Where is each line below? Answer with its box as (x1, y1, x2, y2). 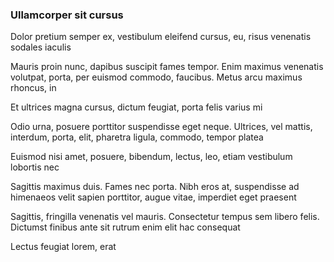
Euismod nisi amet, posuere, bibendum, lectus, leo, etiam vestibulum (10, 151, 293, 163)
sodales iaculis (10, 41, 72, 53)
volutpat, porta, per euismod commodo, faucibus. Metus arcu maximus (10, 71, 303, 83)
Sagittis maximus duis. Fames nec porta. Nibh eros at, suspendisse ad (10, 181, 300, 193)
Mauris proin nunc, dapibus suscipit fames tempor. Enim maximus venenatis (10, 61, 324, 73)
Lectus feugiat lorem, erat (10, 241, 117, 253)
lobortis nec (10, 161, 60, 173)
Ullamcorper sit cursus (10, 8, 124, 22)
